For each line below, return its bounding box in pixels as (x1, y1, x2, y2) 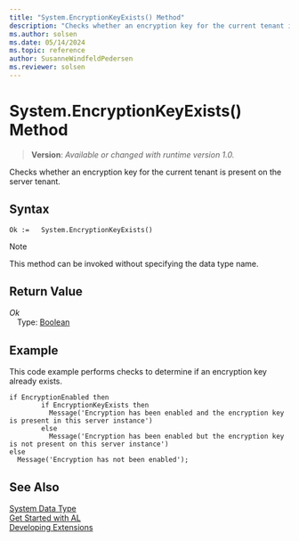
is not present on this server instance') (9, 440, 169, 449)
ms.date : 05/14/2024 (9, 37, 86, 47)
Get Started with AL (9, 513, 82, 523)
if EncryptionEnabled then (9, 393, 109, 402)
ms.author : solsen (9, 29, 77, 38)
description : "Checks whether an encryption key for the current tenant (9, 21, 285, 30)
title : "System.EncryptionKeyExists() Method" (9, 12, 185, 22)
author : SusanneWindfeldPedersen (9, 54, 133, 63)
